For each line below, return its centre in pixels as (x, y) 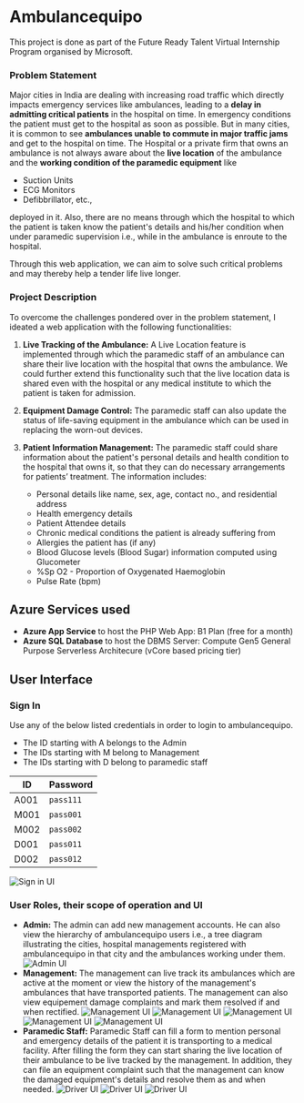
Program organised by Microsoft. (71, 51)
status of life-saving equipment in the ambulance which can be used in (156, 420)
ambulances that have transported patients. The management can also (155, 993)
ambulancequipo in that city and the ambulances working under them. (154, 954)
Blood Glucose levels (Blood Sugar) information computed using (157, 551)
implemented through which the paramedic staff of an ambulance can (153, 354)
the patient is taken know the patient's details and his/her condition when (147, 227)
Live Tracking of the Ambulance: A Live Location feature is (134, 344)
